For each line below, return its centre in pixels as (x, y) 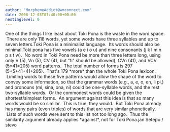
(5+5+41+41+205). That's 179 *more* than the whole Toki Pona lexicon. (81, 71)
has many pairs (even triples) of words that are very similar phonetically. (81, 109)
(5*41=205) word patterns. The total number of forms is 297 (69, 66)
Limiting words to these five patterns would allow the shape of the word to (84, 77)
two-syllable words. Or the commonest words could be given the (74, 93)
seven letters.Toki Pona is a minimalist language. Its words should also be (82, 45)
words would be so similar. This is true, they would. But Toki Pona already (83, 104)
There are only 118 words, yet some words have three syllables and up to (82, 39)
